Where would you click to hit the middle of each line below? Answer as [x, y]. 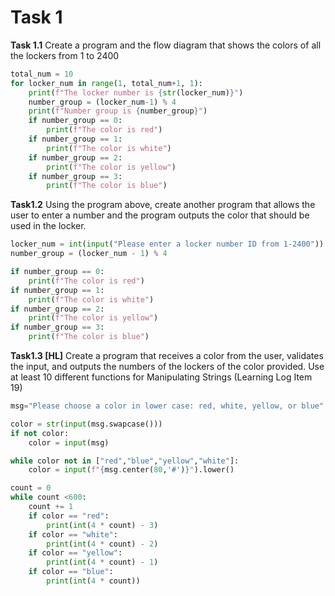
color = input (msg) [69, 442]
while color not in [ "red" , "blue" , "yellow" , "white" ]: [125, 461]
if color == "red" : [69, 516]
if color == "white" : [73, 534]
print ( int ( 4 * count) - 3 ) [102, 525]
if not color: [40, 433]
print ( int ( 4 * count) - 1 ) [102, 562]
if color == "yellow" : [75, 553]
